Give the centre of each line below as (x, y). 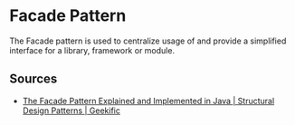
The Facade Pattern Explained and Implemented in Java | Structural (148, 101)
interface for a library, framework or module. (92, 50)
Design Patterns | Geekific (71, 111)
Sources (33, 79)
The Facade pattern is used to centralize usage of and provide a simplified (148, 41)
